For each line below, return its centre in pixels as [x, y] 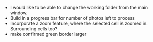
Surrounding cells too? [34, 29]
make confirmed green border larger [48, 34]
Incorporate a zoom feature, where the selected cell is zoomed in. [79, 23]
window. [19, 13]
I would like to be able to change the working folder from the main [79, 7]
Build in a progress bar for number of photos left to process [72, 18]
